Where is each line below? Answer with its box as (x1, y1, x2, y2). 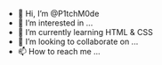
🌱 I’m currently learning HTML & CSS (17, 27, 153, 37)
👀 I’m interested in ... (17, 18, 93, 28)
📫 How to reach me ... (17, 47, 101, 56)
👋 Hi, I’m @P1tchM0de (17, 9, 100, 18)
